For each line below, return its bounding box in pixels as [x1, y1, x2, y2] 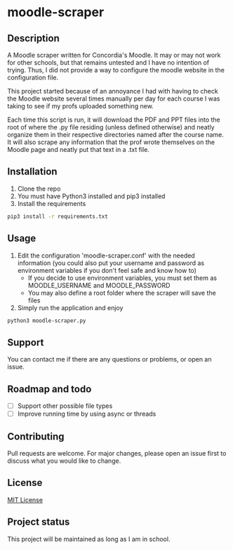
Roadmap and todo [7, 383, 92, 395]
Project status [7, 516, 70, 528]
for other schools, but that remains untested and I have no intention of [7, 58, 210, 67]
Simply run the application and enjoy [17, 303, 124, 312]
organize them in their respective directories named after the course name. [7, 131, 225, 139]
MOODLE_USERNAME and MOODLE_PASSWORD [27, 281, 171, 289]
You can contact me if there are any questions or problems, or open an [7, 355, 212, 364]
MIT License [7, 495, 44, 504]
